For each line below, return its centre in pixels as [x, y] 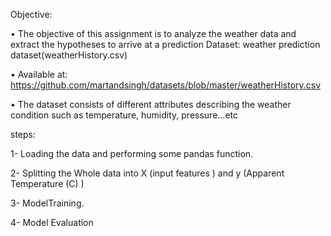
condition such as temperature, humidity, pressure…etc [124, 115]
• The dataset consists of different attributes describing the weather [151, 104]
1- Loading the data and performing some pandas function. [132, 153]
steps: [23, 134]
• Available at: [39, 74]
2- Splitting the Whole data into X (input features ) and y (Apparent [147, 173]
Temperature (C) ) [47, 183]
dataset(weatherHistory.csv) [69, 55]
